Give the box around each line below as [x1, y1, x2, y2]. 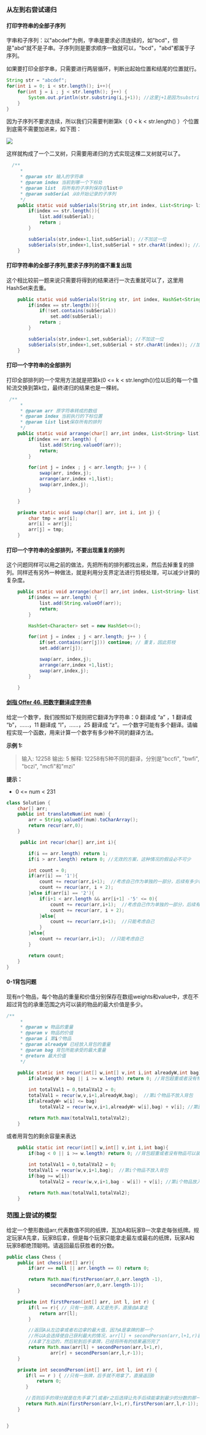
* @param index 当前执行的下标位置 [20, 413, 103, 420]
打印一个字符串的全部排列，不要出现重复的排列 [6, 546, 124, 553]
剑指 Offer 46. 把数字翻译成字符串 [6, 698, 92, 706]
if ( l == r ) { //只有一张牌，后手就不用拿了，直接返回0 [25, 1372, 154, 1378]
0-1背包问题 [6, 978, 37, 985]
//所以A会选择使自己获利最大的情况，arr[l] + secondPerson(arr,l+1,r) [28, 1333, 198, 1339]
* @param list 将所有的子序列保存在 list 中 [20, 185, 123, 191]
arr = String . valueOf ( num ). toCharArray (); [28, 817, 139, 823]
